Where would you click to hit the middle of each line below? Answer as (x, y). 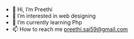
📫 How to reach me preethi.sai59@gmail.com (70, 29)
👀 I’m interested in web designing (54, 16)
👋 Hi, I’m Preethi (32, 9)
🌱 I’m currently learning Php (47, 22)
